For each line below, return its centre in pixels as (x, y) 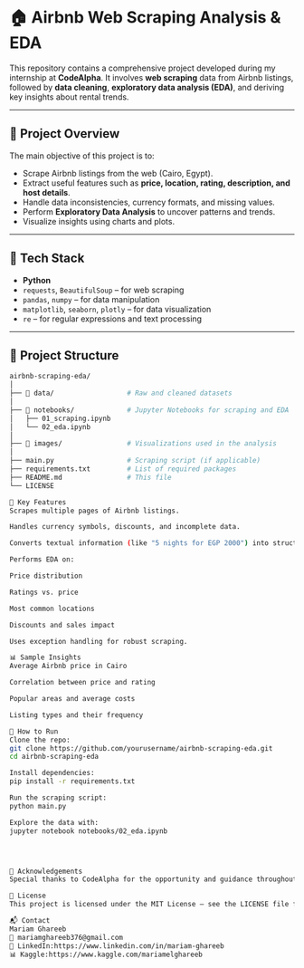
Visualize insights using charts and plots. (98, 221)
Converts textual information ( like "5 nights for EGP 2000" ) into (139, 543)
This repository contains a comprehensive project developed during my (142, 68)
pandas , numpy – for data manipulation (91, 299)
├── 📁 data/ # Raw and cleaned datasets (121, 393)
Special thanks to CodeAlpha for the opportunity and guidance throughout (153, 879)
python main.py (38, 806)
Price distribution (46, 576)
